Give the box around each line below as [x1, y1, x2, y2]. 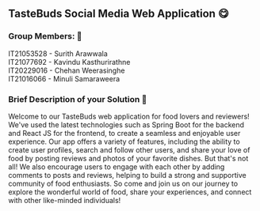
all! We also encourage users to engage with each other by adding [8, 162, 225, 171]
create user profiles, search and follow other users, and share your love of [8, 145, 250, 154]
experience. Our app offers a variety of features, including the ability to [8, 137, 240, 146]
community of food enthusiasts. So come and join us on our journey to [8, 179, 239, 188]
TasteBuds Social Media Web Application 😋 [8, 7, 230, 21]
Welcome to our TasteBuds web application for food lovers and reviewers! [8, 111, 250, 121]
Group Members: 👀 [8, 31, 82, 42]
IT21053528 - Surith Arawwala [8, 48, 109, 58]
